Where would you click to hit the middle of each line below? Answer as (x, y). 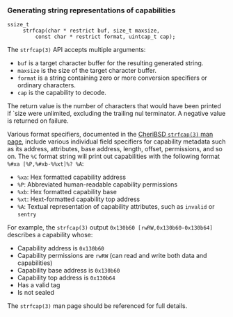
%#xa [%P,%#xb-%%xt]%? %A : (46, 164)
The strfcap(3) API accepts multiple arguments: (77, 50)
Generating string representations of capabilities (91, 10)
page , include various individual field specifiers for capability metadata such (116, 142)
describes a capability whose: (50, 235)
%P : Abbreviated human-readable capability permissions (97, 185)
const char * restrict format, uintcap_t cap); (105, 37)
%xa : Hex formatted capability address (72, 177)
